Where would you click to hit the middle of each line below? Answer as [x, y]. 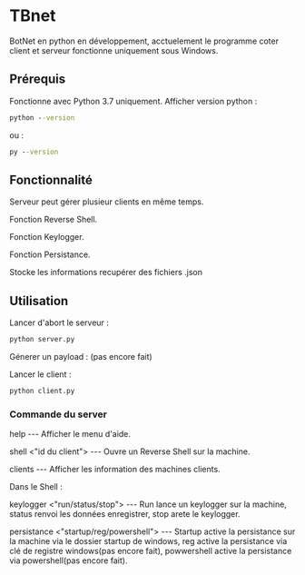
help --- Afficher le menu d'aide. [70, 434]
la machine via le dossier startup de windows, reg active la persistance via [148, 541]
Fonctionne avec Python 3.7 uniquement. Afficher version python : [133, 101]
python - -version [42, 118]
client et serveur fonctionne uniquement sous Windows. [114, 50]
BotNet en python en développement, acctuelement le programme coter [144, 41]
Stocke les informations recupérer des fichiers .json [106, 273]
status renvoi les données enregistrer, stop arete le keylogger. [125, 514]
